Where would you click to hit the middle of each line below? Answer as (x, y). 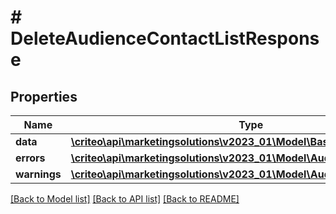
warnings (38, 174)
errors (30, 158)
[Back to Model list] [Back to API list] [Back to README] (125, 199)
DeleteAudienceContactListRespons (165, 38)
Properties (44, 96)
